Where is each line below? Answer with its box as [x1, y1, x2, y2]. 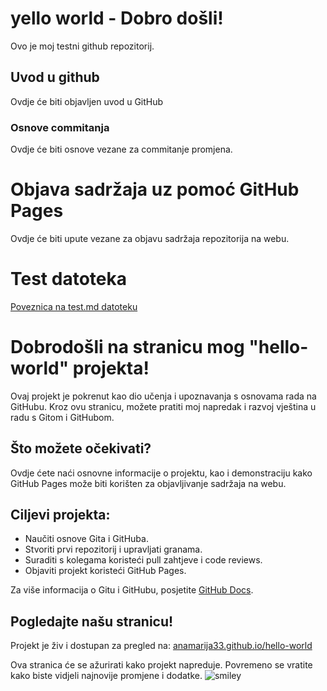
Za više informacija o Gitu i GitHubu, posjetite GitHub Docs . [10, 584, 254, 596]
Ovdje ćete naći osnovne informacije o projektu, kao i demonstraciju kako [10, 467, 313, 479]
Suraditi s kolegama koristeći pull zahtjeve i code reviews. [24, 554, 263, 566]
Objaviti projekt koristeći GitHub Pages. [24, 565, 187, 577]
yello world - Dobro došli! [10, 7, 224, 30]
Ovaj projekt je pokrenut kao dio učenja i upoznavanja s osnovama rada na [10, 390, 317, 402]
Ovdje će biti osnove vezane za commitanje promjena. [10, 143, 233, 156]
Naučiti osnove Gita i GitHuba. [24, 533, 149, 545]
